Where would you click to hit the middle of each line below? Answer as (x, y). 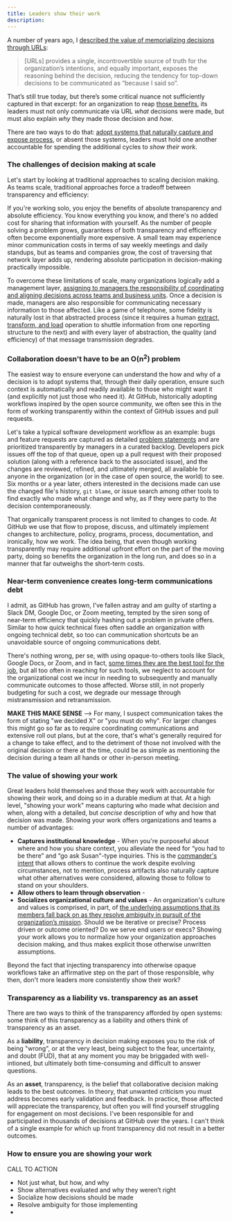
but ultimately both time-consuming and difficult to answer (117, 1063)
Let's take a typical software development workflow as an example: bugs (111, 432)
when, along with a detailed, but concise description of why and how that (112, 813)
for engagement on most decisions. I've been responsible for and (100, 1114)
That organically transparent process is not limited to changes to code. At (112, 519)
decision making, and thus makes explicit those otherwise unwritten (114, 945)
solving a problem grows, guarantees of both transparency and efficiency (112, 230)
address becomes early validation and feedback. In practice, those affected (115, 1099)
